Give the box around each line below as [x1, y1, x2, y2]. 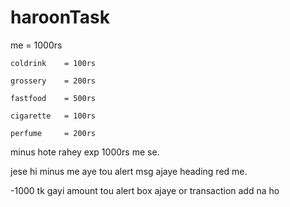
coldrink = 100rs [10, 58, 97, 68]
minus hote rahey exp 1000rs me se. [10, 146, 160, 158]
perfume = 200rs [10, 128, 97, 138]
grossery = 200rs [10, 76, 97, 86]
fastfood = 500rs [10, 93, 97, 103]
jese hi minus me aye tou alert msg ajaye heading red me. [10, 165, 248, 177]
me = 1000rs [10, 39, 63, 51]
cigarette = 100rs [10, 111, 97, 121]
